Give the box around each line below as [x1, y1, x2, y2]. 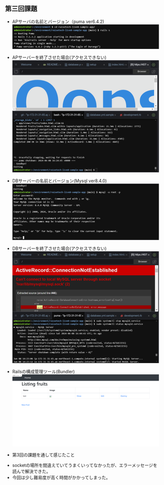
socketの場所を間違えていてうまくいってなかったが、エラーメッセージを [12, 462, 158, 468]
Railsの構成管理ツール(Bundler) [12, 368, 75, 374]
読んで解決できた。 [12, 468, 49, 474]
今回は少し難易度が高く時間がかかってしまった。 [12, 475, 111, 481]
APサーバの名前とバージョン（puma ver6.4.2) [12, 19, 104, 24]
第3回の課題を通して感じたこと [12, 452, 75, 458]
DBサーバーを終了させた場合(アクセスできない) [12, 245, 107, 251]
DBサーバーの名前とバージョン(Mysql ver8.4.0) [12, 178, 107, 184]
